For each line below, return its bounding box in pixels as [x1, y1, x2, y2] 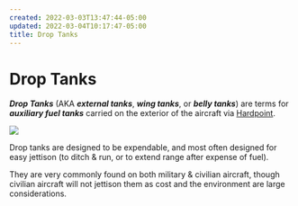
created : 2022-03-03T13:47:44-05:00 [9, 13, 147, 22]
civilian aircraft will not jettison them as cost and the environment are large [9, 179, 285, 190]
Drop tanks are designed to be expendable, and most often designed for [9, 142, 277, 153]
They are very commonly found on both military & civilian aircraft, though [9, 169, 281, 180]
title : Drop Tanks [9, 30, 78, 39]
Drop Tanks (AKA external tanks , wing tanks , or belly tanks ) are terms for [9, 98, 290, 109]
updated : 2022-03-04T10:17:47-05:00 [9, 22, 147, 31]
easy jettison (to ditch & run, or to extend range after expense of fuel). [9, 152, 269, 163]
